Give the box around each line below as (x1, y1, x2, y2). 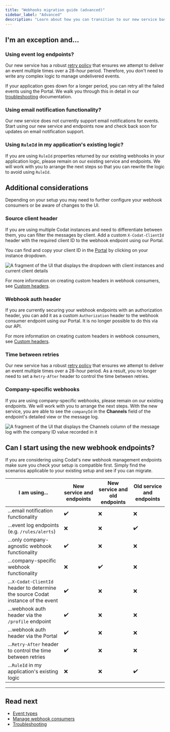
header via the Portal (8, 633, 58, 640)
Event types (12, 710, 38, 717)
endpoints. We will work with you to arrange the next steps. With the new (5, 403, 158, 409)
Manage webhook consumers (12, 716, 75, 722)
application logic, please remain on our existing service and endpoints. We (5, 158, 160, 164)
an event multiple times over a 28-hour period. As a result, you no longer (5, 368, 157, 374)
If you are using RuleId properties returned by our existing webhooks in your (5, 152, 165, 159)
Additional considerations (5, 183, 89, 192)
